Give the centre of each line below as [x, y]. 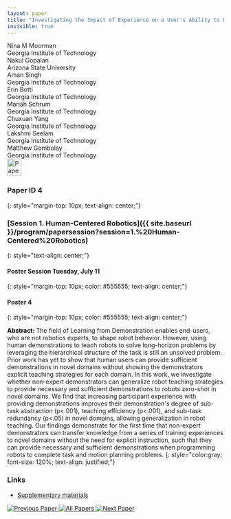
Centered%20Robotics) [48, 240]
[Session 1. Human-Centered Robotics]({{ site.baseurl [99, 223]
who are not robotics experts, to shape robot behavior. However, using [107, 338]
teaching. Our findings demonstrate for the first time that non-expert [104, 426]
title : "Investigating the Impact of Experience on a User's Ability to [113, 20]
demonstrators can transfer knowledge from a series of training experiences [115, 433]
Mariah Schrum [29, 104]
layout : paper [27, 13]
